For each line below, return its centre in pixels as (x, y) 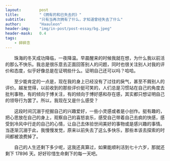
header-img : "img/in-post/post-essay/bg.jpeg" (59, 29)
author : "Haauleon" (34, 24)
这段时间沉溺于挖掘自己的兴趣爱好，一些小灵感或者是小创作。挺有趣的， (90, 111)
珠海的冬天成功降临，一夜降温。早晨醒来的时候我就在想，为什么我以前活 (90, 58)
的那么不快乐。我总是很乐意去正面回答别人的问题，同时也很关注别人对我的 (83, 64)
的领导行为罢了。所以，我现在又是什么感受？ (52, 100)
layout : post (27, 10)
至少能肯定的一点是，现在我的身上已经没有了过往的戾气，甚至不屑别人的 (90, 81)
